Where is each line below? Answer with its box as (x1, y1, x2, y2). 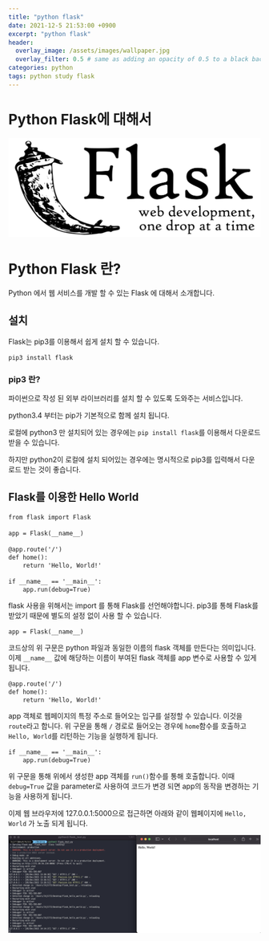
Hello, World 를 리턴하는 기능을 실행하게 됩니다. (8, 731, 159, 740)
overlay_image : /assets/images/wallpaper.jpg (15, 47, 171, 55)
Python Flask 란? (8, 260, 122, 279)
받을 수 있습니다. (8, 438, 60, 447)
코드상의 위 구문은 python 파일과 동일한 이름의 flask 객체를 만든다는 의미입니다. (8, 642, 256, 652)
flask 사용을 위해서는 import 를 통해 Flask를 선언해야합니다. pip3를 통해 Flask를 (8, 601, 259, 610)
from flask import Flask (8, 513, 91, 521)
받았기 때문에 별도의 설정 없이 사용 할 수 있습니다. (8, 610, 163, 620)
